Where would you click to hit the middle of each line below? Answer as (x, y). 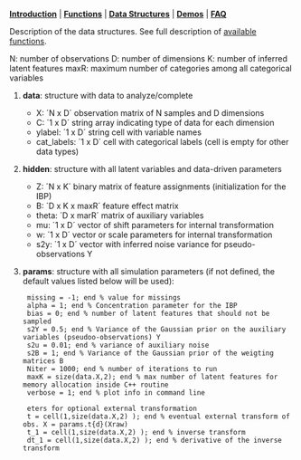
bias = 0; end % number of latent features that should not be (148, 313)
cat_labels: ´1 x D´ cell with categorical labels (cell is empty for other (162, 142)
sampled (37, 321)
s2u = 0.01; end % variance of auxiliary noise (118, 345)
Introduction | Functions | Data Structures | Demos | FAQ (118, 14)
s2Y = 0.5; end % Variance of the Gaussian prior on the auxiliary (156, 330)
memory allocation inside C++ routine (95, 385)
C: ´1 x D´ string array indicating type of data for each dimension (155, 123)
